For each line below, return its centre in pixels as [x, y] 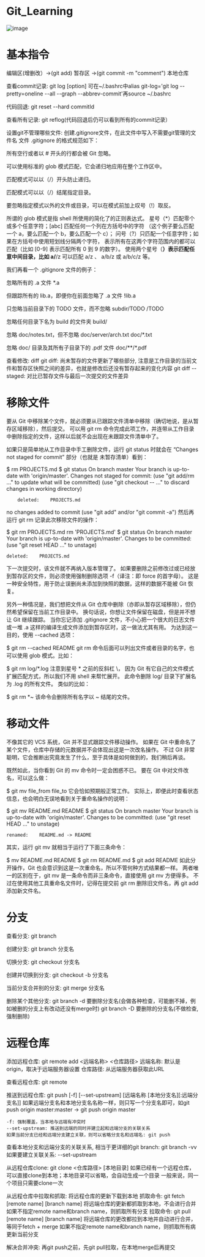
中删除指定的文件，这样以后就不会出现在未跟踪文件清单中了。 [84, 436]
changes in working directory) [44, 488]
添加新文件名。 [25, 890]
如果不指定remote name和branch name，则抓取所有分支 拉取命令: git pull [99, 1211]
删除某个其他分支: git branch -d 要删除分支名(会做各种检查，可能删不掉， [99, 1001]
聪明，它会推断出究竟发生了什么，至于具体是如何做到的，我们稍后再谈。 [97, 757]
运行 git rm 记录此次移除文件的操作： [53, 520]
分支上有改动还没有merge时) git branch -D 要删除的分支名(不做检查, [113, 1009]
